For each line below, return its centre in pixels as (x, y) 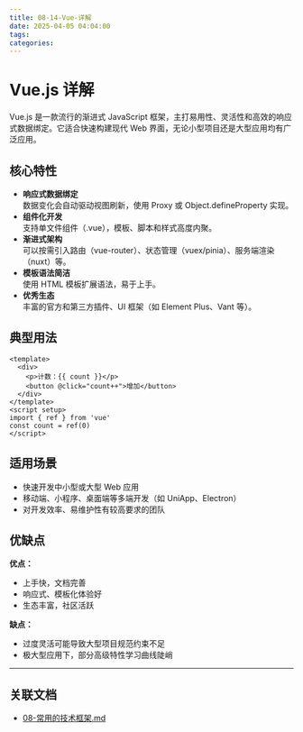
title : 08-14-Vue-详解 (50, 18)
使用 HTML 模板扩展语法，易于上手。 (91, 284)
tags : (19, 34)
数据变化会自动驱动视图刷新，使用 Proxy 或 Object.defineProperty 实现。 (158, 205)
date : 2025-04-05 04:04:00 (60, 26)
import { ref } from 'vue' (60, 417)
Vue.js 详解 (52, 90)
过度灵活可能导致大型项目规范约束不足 (93, 644)
